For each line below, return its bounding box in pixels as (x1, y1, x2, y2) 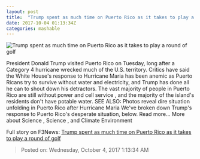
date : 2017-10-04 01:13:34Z (6, 20, 77, 26)
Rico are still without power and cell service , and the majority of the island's (6, 91, 195, 99)
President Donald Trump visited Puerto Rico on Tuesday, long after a (6, 60, 175, 67)
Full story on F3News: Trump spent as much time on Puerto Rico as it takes (6, 129, 192, 136)
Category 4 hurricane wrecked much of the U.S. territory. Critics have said (6, 66, 190, 74)
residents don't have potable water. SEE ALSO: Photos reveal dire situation (6, 98, 190, 105)
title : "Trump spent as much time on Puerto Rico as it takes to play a (6, 14, 195, 20)
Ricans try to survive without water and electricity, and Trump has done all (6, 79, 190, 86)
